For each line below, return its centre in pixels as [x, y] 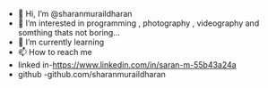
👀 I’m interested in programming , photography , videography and [138, 23]
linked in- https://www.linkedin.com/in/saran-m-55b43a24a [127, 65]
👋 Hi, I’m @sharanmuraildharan [75, 14]
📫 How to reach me [55, 52]
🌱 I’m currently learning [61, 42]
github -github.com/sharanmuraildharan [91, 74]
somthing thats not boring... [69, 32]
